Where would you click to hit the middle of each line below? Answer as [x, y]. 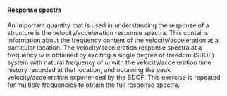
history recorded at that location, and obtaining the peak [89, 70]
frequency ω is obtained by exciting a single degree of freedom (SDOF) [111, 55]
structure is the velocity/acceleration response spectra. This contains [108, 33]
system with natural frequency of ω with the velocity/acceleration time [109, 62]
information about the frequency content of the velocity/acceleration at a [113, 40]
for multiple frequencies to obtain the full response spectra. [94, 85]
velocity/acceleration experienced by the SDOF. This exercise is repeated [114, 78]
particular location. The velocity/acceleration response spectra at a [105, 48]
